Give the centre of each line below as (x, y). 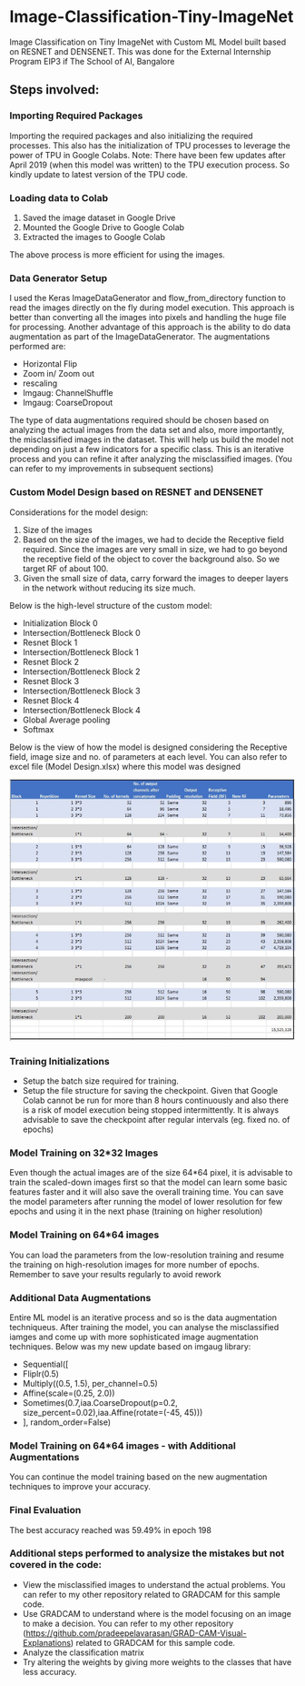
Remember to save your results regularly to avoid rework (115, 1274)
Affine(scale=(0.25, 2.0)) (69, 1393)
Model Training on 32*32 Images (84, 1153)
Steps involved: (54, 90)
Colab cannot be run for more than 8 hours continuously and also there (155, 1100)
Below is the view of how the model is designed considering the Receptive (148, 747)
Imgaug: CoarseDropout (68, 403)
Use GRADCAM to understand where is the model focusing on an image (157, 1613)
